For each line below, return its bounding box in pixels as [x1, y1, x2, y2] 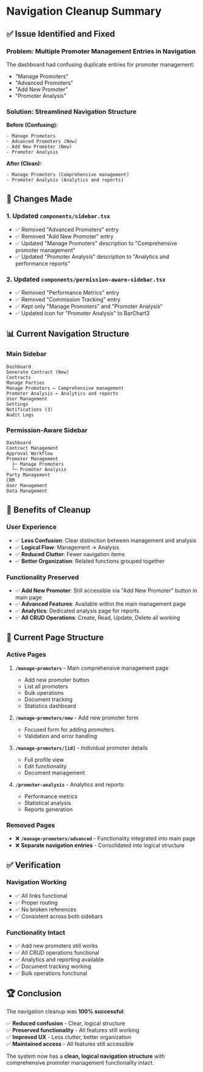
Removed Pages [6, 821, 55, 829]
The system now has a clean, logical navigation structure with [6, 1052, 165, 1060]
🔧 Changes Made [6, 194, 73, 204]
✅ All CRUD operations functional [15, 949, 99, 956]
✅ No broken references [15, 906, 77, 913]
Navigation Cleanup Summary [6, 4, 162, 18]
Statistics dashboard [24, 702, 76, 710]
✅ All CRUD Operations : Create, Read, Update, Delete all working [15, 614, 180, 622]
